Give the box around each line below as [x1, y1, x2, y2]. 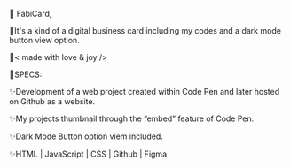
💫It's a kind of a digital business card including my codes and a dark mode [9, 26, 282, 35]
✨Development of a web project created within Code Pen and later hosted [9, 87, 280, 96]
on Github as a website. [9, 96, 96, 106]
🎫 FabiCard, [9, 9, 52, 19]
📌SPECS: [9, 69, 43, 80]
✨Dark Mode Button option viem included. [9, 131, 164, 141]
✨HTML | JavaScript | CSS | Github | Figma [9, 149, 167, 159]
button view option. [9, 35, 80, 45]
